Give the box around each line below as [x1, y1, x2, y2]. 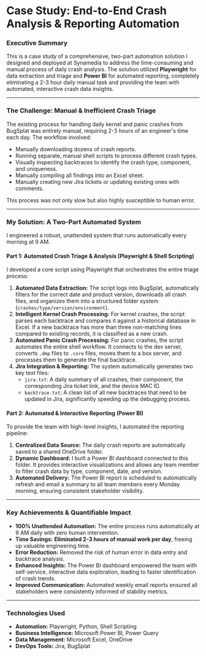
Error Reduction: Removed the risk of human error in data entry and [15, 548, 188, 556]
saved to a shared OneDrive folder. [15, 448, 104, 456]
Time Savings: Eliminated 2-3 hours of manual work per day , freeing [15, 535, 193, 543]
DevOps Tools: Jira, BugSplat [15, 642, 91, 650]
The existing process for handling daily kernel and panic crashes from [6, 121, 183, 128]
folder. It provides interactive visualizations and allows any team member [15, 461, 199, 468]
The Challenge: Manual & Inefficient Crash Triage [6, 106, 156, 115]
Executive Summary [6, 39, 68, 47]
